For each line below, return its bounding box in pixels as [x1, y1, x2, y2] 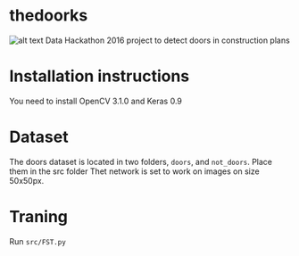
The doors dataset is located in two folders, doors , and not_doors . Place [9, 156, 273, 167]
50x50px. [9, 175, 45, 186]
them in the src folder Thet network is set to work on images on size [9, 166, 261, 177]
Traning [9, 207, 69, 227]
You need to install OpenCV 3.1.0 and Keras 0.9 [9, 95, 183, 106]
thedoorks [9, 5, 88, 26]
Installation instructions [9, 66, 190, 87]
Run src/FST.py [9, 235, 67, 246]
